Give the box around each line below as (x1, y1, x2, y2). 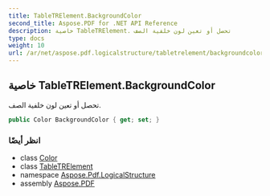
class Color (19, 153, 58, 162)
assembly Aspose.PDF (19, 178, 95, 188)
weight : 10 (8, 42, 45, 50)
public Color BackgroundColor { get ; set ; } (8, 116, 160, 124)
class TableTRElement (19, 161, 93, 171)
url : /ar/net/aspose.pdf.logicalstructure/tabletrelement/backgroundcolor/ (8, 49, 268, 57)
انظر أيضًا (8, 134, 41, 145)
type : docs (8, 34, 45, 43)
